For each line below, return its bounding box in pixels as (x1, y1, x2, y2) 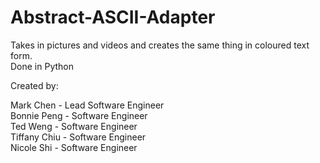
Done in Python (10, 60, 75, 72)
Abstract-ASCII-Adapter (10, 6, 216, 29)
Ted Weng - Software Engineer (10, 120, 138, 132)
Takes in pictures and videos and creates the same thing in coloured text (10, 39, 310, 51)
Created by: (10, 79, 59, 91)
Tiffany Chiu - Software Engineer (10, 131, 147, 143)
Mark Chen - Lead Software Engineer (10, 99, 165, 111)
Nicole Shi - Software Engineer (10, 141, 138, 153)
